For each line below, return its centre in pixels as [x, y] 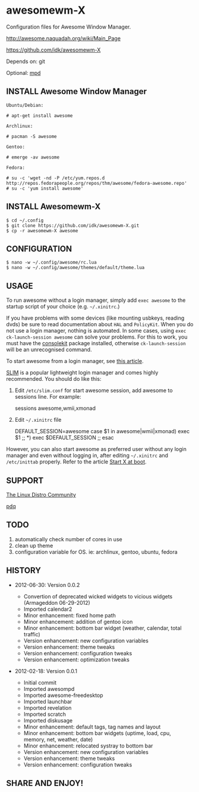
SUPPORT [25, 480]
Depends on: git [26, 61]
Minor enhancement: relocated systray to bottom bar [88, 746]
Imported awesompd [49, 689]
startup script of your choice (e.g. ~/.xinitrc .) [63, 307]
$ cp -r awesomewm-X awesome [42, 231]
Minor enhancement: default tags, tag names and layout [92, 727]
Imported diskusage [48, 720]
